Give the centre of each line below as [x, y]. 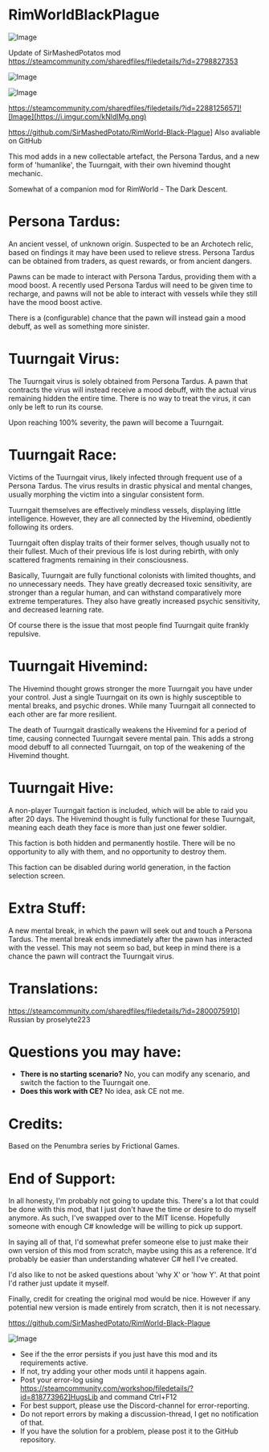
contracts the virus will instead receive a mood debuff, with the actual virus [132, 390]
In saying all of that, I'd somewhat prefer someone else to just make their [128, 1242]
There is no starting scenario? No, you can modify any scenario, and [135, 1074]
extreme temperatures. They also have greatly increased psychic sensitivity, [134, 600]
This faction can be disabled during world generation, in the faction [120, 867]
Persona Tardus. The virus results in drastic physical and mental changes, [130, 485]
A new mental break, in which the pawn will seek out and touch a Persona [130, 930]
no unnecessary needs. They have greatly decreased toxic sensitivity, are [130, 584]
